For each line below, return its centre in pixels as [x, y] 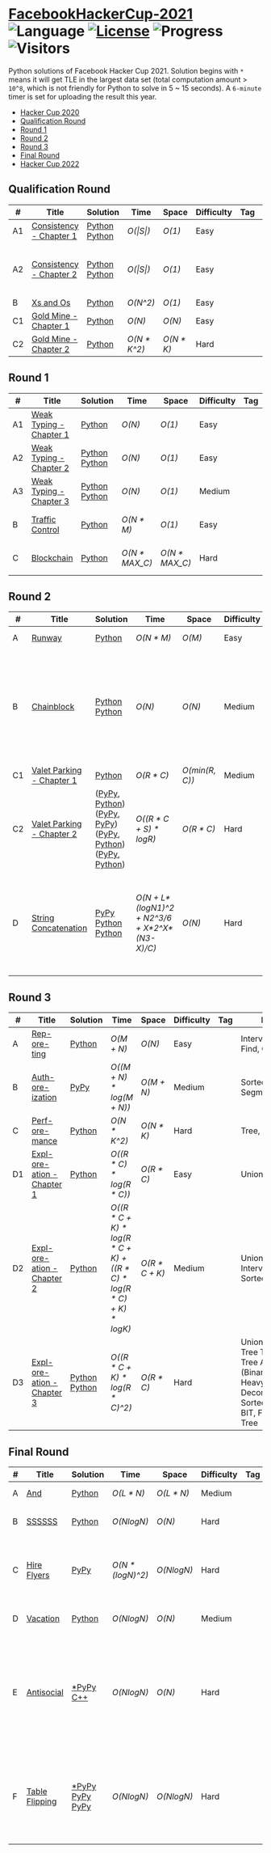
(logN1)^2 [155, 908]
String [43, 918]
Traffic [44, 519]
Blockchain [52, 557]
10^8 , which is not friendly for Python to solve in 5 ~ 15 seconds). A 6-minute [135, 88]
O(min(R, [199, 771]
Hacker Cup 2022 [50, 163]
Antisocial [45, 1692]
